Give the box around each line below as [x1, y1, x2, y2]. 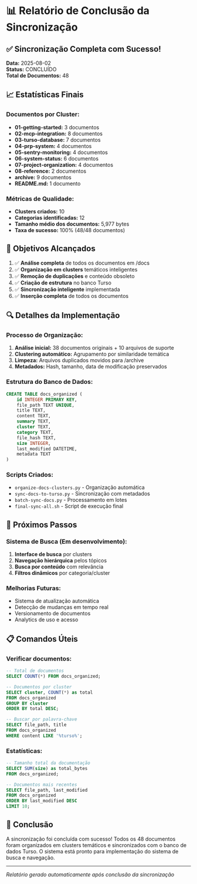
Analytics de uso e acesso [14, 616, 79, 623]
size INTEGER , [16, 440, 51, 446]
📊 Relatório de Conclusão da [6, 4, 150, 18]
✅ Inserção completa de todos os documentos [14, 292, 129, 299]
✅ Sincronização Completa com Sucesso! [6, 44, 161, 54]
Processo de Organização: [6, 331, 83, 339]
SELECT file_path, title [6, 722, 67, 728]
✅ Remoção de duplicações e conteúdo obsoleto [14, 272, 135, 279]
